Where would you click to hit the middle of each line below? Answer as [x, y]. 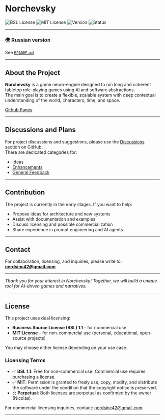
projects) [36, 338]
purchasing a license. [34, 377]
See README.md [20, 53]
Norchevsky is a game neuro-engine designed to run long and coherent [78, 85]
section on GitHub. [24, 147]
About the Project [33, 73]
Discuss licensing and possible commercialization [62, 224]
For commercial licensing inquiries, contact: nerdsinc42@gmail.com [74, 408]
